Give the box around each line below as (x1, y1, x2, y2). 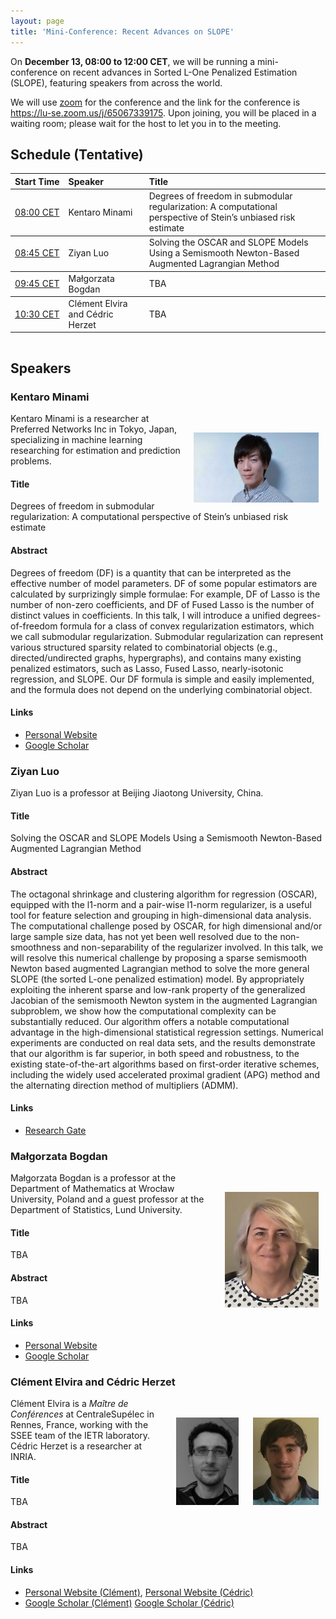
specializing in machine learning (10, 434, 143, 446)
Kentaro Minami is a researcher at (10, 413, 150, 425)
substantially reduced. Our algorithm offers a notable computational (10, 1015, 290, 1027)
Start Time (14, 175, 60, 187)
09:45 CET (14, 278, 60, 290)
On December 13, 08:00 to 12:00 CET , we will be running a (10, 55, 256, 67)
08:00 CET (14, 206, 60, 218)
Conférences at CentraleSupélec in (10, 1408, 155, 1420)
